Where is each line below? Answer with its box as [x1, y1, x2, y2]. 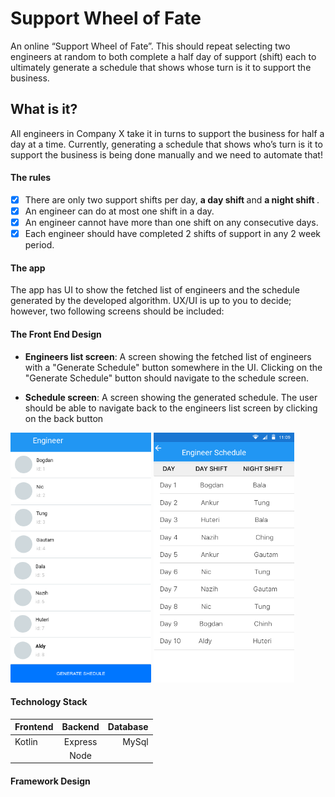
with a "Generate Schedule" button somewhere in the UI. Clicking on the [24, 361, 323, 373]
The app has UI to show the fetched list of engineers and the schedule [10, 284, 300, 296]
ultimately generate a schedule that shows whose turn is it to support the [10, 61, 312, 73]
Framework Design [10, 775, 91, 787]
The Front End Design [10, 328, 102, 340]
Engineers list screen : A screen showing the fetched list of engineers [24, 350, 312, 362]
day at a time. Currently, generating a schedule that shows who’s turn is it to [10, 138, 323, 150]
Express [63, 735, 98, 747]
